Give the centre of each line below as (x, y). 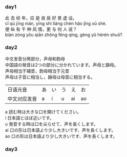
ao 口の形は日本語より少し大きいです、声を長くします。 (61, 136)
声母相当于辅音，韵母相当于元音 (37, 71)
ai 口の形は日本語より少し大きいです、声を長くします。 (60, 130)
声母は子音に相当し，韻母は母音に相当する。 (50, 77)
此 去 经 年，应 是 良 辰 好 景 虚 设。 (41, 18)
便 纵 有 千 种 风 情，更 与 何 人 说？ (41, 29)
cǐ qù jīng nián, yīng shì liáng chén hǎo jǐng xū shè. (56, 23)
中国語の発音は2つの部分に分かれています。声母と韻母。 (62, 65)
